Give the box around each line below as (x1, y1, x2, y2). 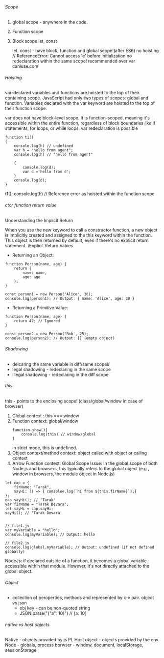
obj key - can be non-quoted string (19, 605, 91, 611)
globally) (5, 549, 25, 554)
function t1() (5, 135, 34, 140)
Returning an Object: (12, 252, 54, 258)
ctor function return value (5, 202, 57, 208)
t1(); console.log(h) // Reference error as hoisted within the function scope (5, 191, 155, 197)
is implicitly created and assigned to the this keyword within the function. (5, 232, 152, 238)
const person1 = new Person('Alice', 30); (5, 291, 93, 297)
